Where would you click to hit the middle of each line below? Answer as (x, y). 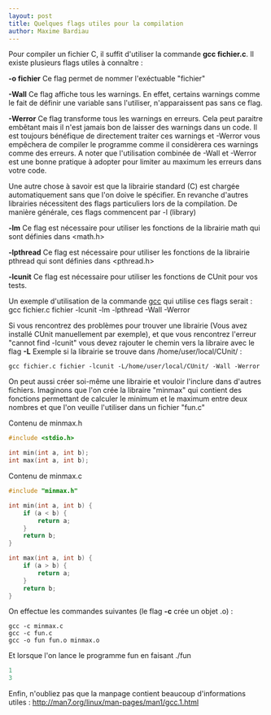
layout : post (31, 16)
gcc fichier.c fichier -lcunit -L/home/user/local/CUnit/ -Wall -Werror (134, 367)
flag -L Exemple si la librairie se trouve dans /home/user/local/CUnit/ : (125, 351)
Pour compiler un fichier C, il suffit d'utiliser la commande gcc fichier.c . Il (131, 54)
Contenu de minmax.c (46, 476)
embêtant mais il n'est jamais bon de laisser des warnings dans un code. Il (133, 128)
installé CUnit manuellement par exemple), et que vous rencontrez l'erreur (133, 334)
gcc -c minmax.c (36, 626)
